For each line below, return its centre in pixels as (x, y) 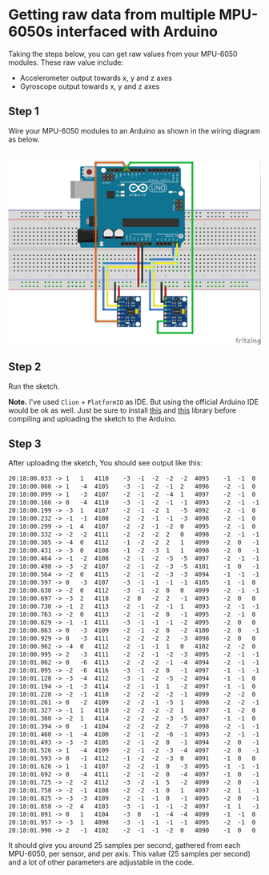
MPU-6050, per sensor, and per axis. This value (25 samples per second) (129, 854)
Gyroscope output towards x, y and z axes (90, 86)
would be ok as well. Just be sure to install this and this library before (122, 410)
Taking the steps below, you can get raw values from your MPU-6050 (123, 54)
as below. (24, 139)
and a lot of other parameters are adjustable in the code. (101, 862)
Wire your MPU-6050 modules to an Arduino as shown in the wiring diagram (134, 130)
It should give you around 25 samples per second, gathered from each (124, 845)
